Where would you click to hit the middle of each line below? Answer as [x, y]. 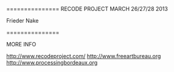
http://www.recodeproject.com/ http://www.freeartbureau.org [84, 56]
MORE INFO [21, 44]
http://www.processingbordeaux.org [52, 63]
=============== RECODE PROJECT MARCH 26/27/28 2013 [87, 9]
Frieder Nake [23, 20]
